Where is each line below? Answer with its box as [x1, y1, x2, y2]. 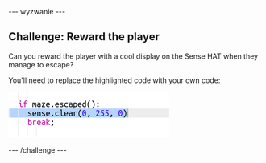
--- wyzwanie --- [8, 7, 66, 16]
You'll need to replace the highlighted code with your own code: [8, 75, 221, 85]
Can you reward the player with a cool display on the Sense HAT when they [8, 51, 259, 61]
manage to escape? [8, 59, 74, 69]
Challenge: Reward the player [8, 30, 160, 43]
